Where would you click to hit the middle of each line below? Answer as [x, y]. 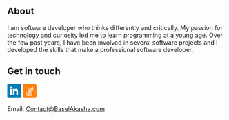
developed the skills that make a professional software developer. [100, 49]
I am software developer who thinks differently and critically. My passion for [115, 27]
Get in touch [34, 71]
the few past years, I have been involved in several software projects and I [113, 42]
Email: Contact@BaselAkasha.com [56, 108]
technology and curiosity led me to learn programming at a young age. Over [115, 35]
